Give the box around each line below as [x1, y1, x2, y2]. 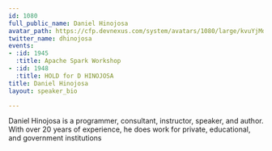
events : [8, 42, 35, 50]
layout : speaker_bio [8, 86, 79, 95]
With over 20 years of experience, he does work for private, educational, [8, 124, 251, 134]
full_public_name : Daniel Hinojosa [8, 19, 129, 27]
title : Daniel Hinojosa [8, 79, 89, 87]
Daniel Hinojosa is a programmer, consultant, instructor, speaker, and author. [8, 116, 264, 126]
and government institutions [8, 133, 102, 143]
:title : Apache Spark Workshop [15, 57, 121, 65]
